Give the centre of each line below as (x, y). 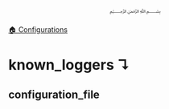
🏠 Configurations (38, 30)
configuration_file (54, 94)
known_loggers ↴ (69, 65)
